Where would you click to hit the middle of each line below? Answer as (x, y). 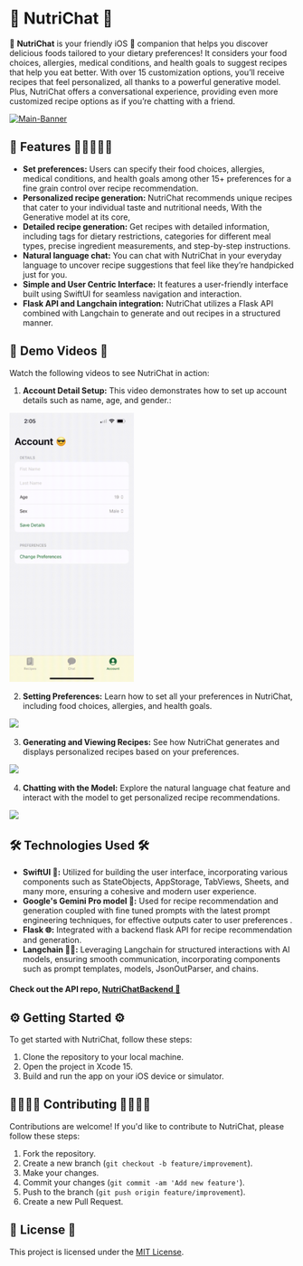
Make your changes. (61, 1172)
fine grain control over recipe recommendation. (110, 188)
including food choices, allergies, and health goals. (117, 705)
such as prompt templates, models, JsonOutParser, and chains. (141, 968)
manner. (38, 322)
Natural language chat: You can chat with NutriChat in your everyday (152, 255)
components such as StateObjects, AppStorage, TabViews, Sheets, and (156, 882)
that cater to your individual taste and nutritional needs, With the (142, 207)
